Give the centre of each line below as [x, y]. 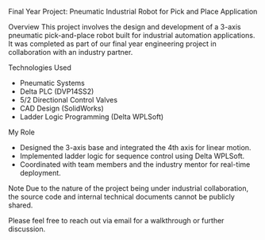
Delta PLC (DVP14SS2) [57, 91]
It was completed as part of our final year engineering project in [112, 44]
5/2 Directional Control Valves [68, 100]
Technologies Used [40, 68]
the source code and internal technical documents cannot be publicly [122, 197]
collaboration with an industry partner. [71, 52]
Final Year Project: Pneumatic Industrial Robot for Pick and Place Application [133, 12]
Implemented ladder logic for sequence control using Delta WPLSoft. [132, 156]
